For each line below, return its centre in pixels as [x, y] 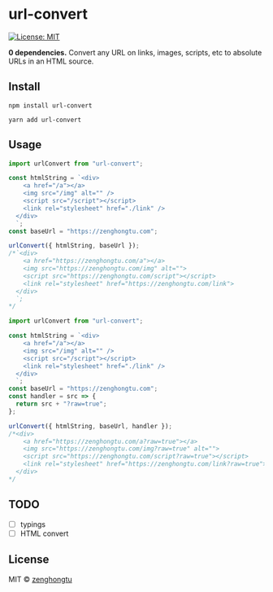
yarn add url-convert [45, 120]
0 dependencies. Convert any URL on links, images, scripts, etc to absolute [135, 52]
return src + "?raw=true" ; [61, 404]
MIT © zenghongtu [41, 579]
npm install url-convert [50, 105]
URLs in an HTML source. [51, 61]
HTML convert [44, 533]
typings [33, 524]
